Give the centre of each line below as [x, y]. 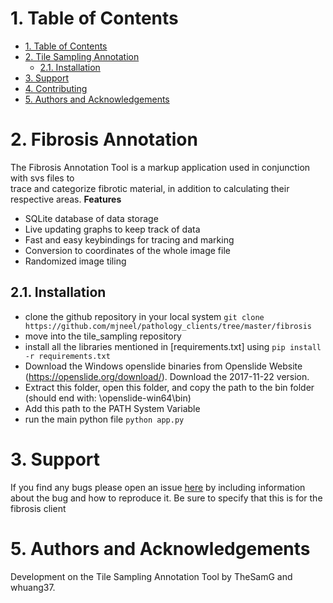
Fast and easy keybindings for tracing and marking [129, 239]
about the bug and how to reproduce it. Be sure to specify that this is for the [166, 498]
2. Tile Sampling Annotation [82, 56]
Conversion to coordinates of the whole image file [127, 250]
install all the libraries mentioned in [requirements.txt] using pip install [173, 346]
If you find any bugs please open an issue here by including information [158, 487]
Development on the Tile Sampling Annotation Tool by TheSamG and [151, 576]
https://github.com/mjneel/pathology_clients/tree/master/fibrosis [168, 326]
